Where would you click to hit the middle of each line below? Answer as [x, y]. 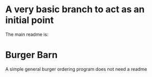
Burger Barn [31, 55]
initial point [30, 20]
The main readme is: [27, 34]
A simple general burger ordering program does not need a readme [76, 69]
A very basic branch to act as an [75, 9]
